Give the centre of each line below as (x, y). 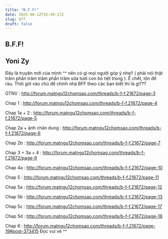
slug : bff (16, 19)
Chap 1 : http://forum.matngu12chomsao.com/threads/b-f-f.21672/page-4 (81, 103)
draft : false (19, 24)
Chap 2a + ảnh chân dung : (33, 128)
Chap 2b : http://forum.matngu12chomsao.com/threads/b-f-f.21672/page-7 (83, 143)
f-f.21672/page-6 (23, 133)
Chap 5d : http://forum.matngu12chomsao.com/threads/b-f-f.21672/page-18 (84, 216)
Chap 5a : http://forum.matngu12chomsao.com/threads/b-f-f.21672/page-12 (84, 187)
